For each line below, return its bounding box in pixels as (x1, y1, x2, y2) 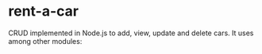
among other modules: (8, 36, 83, 45)
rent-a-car (8, 2, 79, 20)
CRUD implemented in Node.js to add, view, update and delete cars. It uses (8, 28, 254, 38)
